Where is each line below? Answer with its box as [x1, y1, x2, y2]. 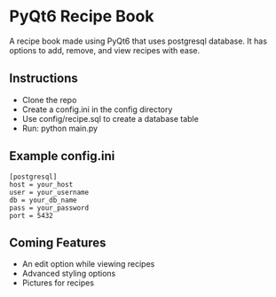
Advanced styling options [21, 269, 116, 279]
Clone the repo [21, 94, 77, 105]
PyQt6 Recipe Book [9, 6, 154, 27]
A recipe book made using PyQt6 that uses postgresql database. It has [9, 36, 268, 46]
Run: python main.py [21, 123, 99, 133]
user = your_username [9, 188, 90, 197]
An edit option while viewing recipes [21, 259, 155, 269]
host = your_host [9, 180, 74, 189]
